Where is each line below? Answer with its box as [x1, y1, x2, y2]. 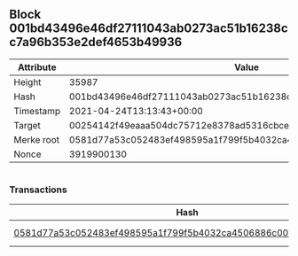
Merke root [13, 133, 60, 145]
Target [13, 119, 42, 131]
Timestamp [13, 105, 61, 117]
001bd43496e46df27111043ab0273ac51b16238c [9, 21, 288, 36]
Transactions [9, 183, 68, 196]
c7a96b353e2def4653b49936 [9, 35, 183, 50]
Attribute [17, 61, 57, 74]
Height [13, 75, 42, 88]
